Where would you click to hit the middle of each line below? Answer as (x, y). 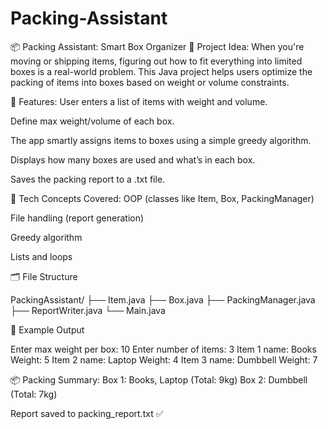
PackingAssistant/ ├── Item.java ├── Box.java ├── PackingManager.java (163, 299)
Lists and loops (41, 256)
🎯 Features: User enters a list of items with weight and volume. (139, 101)
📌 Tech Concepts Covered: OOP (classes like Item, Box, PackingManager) (162, 198)
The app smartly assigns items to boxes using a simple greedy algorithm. (161, 140)
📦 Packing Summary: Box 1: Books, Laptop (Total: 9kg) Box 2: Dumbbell (159, 379)
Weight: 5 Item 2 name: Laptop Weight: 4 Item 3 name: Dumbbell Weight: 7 (164, 359)
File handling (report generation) (77, 218)
